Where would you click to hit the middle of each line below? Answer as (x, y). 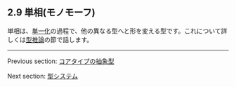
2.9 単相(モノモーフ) (52, 13)
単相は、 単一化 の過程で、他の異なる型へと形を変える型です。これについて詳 (117, 31)
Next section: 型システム (43, 76)
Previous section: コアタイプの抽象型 (61, 61)
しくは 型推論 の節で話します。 (50, 39)
